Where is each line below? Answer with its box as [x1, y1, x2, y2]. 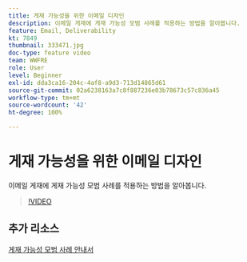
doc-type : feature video [8, 49, 91, 57]
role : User [8, 64, 45, 72]
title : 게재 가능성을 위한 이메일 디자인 [8, 11, 125, 20]
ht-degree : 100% [8, 109, 62, 117]
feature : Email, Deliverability [8, 26, 116, 34]
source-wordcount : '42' [8, 101, 88, 109]
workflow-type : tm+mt [8, 94, 81, 102]
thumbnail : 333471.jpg [8, 42, 84, 50]
